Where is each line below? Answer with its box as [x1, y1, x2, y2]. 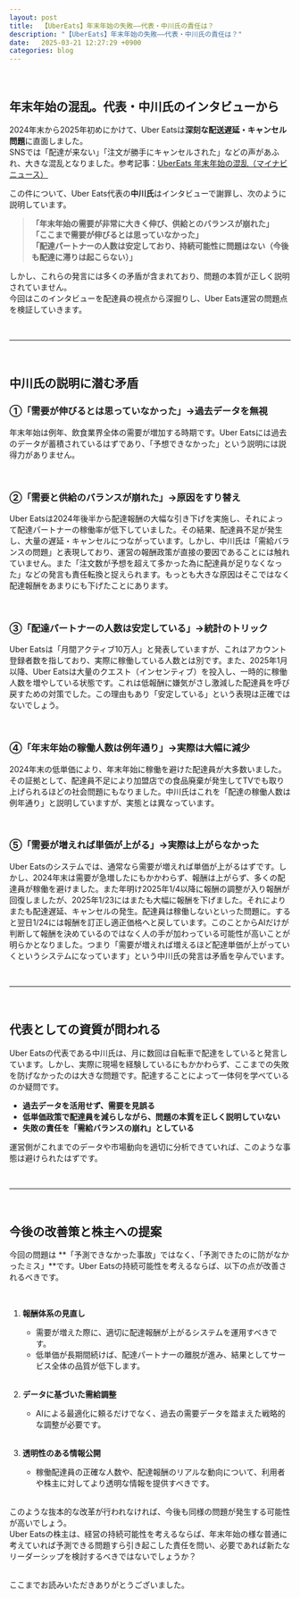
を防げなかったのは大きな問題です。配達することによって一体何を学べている [9, 1070, 289, 1081]
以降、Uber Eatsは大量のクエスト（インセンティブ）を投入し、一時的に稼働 [9, 667, 287, 677]
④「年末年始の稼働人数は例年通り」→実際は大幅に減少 [9, 742, 250, 754]
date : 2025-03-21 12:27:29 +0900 [9, 38, 142, 47]
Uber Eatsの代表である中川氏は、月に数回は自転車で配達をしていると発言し [9, 1047, 287, 1058]
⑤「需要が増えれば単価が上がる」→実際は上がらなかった [9, 839, 260, 852]
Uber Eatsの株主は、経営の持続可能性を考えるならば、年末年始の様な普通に [9, 1529, 288, 1540]
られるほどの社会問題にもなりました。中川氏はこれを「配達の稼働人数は [24, 786, 291, 796]
